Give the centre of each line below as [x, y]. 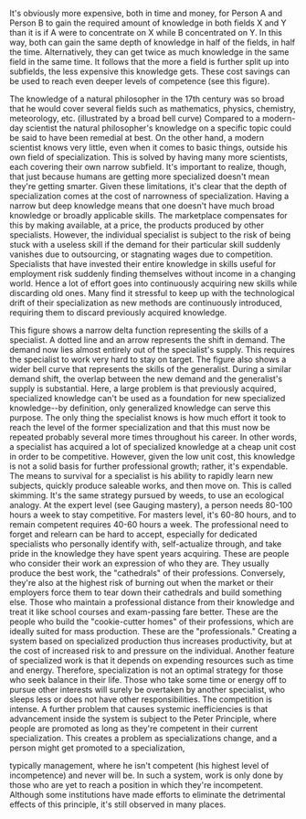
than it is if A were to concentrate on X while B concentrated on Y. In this [146, 32]
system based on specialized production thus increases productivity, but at [151, 641]
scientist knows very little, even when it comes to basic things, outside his [148, 147]
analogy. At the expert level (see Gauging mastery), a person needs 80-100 [151, 505]
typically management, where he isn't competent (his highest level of [139, 766]
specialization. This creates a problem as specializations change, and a [143, 738]
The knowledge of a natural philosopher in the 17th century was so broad [147, 99]
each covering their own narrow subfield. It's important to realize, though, [148, 167]
